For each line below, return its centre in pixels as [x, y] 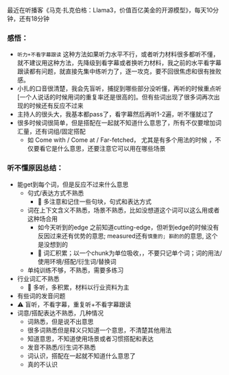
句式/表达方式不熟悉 [56, 193]
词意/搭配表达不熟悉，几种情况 [60, 313]
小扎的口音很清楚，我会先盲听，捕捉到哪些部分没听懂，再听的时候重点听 [119, 88]
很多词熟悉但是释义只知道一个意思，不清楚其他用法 [99, 330]
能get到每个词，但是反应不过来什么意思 [73, 184]
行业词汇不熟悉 [38, 278]
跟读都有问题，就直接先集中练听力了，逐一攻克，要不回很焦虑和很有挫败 [119, 71]
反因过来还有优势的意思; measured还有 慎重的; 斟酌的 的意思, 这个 [128, 236]
